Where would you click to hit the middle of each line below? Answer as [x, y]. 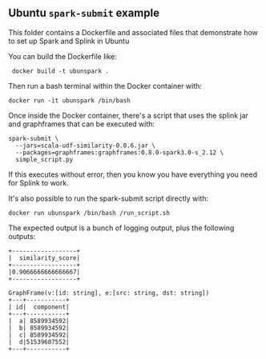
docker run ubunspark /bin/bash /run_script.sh [89, 213]
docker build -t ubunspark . [60, 71]
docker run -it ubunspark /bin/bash [69, 100]
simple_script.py [44, 159]
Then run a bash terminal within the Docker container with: [105, 86]
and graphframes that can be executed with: [81, 124]
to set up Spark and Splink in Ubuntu [69, 41]
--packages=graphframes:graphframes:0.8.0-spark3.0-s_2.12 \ [120, 152]
